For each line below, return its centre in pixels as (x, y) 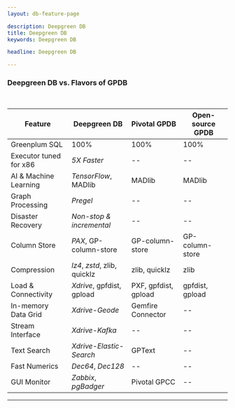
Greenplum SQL (37, 144)
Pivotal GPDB (154, 124)
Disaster (24, 217)
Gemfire (144, 306)
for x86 (23, 165)
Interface (26, 335)
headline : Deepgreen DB (42, 52)
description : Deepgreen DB (47, 26)
